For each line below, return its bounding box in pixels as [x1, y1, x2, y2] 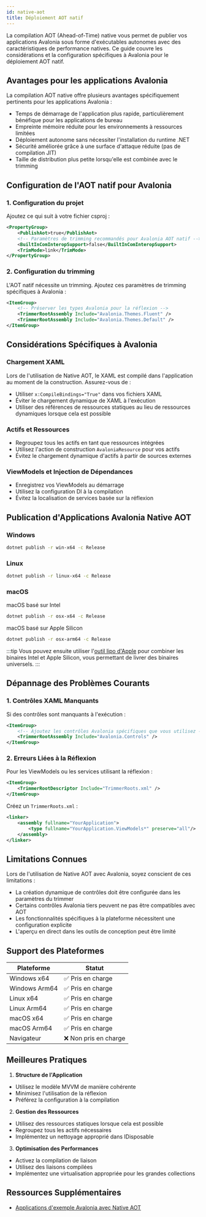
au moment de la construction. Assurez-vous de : [6, 378, 131, 385]
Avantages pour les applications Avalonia [6, 75, 169, 86]
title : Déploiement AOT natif [6, 15, 84, 21]
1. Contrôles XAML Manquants [6, 697, 99, 705]
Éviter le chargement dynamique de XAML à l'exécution [15, 396, 156, 404]
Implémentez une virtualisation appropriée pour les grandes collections [15, 1170, 196, 1177]
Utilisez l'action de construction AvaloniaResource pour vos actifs [15, 446, 180, 453]
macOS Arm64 [9, 1024, 53, 1033]
